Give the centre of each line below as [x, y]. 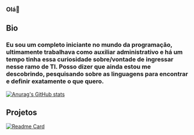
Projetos [22, 112]
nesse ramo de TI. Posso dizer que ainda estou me [79, 67]
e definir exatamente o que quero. [55, 81]
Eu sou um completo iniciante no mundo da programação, [89, 45]
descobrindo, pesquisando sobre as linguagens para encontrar [97, 74]
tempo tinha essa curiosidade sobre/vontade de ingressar [90, 60]
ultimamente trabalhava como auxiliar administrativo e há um [94, 52]
